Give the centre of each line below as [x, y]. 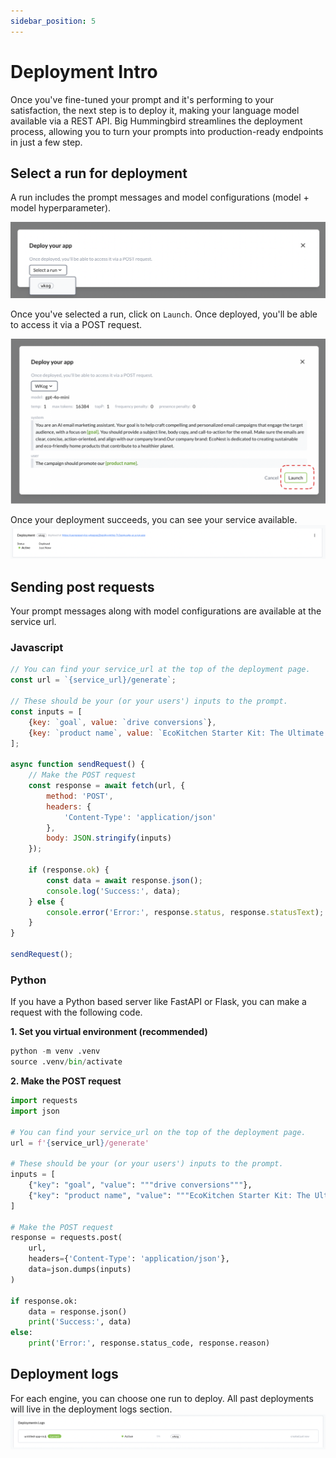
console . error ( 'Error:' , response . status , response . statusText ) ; [185, 912]
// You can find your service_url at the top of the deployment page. [160, 670]
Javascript [37, 648]
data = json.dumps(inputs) [80, 1270]
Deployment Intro [84, 71]
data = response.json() [78, 1311]
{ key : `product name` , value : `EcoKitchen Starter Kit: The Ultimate [176, 733]
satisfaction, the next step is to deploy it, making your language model [155, 110]
